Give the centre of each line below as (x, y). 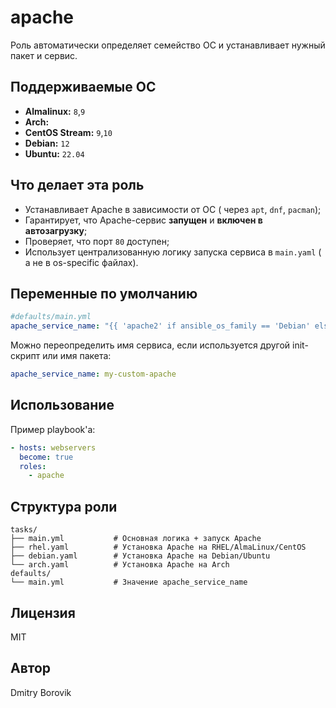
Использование (62, 405)
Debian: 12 (47, 143)
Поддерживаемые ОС (83, 87)
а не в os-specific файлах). (81, 262)
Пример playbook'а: (53, 429)
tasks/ (24, 530)
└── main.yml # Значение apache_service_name (129, 582)
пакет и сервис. (44, 55)
